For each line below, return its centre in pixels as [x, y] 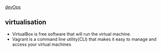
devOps [13, 7]
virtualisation [26, 22]
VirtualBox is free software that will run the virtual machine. [71, 34]
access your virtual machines [42, 44]
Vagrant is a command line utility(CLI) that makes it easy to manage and [84, 39]
